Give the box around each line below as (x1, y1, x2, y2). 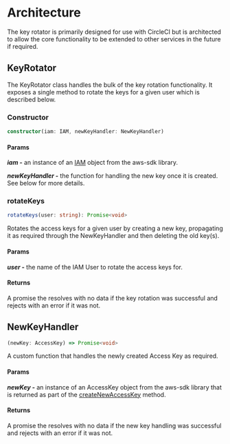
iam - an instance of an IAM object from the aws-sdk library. (7, 159, 179, 167)
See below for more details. (7, 179, 85, 188)
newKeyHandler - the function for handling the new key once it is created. (7, 172, 218, 180)
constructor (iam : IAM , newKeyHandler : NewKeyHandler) (7, 128, 165, 135)
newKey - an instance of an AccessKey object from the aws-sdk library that (7, 383, 222, 391)
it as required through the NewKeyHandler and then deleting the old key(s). (7, 232, 220, 240)
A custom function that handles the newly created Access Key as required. (7, 352, 218, 360)
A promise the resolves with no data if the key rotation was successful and (7, 294, 218, 302)
